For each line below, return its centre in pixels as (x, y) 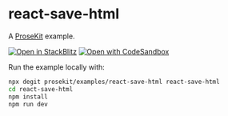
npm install (28, 97)
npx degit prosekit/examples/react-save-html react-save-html (114, 82)
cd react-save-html (41, 89)
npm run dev (28, 104)
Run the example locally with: (57, 67)
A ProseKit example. (42, 36)
